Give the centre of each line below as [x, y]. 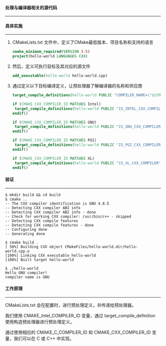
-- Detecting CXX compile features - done [49, 225]
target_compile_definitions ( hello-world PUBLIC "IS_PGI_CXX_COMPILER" [89, 145]
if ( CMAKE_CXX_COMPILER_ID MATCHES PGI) [54, 140]
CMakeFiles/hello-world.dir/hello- [102, 247]
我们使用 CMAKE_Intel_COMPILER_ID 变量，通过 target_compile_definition [80, 315]
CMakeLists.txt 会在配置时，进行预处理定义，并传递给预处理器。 [71, 305]
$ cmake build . [22, 242]
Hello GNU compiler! [26, 273]
